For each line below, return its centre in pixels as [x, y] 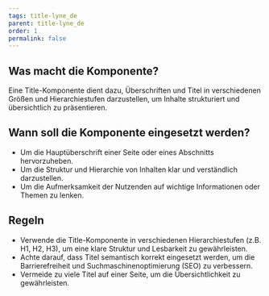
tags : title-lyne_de [43, 16]
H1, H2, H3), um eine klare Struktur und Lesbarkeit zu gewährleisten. [134, 248]
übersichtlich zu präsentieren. [58, 108]
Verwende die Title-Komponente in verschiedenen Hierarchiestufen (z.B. [141, 240]
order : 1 [23, 31]
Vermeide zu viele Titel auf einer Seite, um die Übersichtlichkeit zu [130, 274]
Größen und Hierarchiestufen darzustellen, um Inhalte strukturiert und [124, 99]
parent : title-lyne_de [46, 23]
